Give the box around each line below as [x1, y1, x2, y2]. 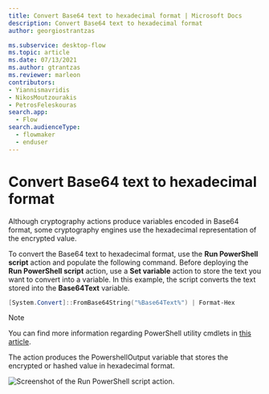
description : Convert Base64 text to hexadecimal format [8, 19, 203, 27]
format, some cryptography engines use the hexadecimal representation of [8, 225, 257, 234]
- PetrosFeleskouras [8, 101, 78, 109]
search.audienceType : [8, 124, 81, 132]
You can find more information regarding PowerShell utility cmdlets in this [8, 328, 251, 338]
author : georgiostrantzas [8, 26, 95, 35]
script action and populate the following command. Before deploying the [8, 258, 249, 267]
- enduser [15, 138, 48, 146]
